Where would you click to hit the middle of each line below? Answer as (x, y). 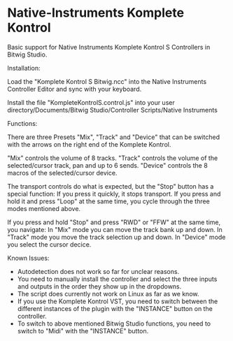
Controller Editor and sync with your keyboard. (75, 89)
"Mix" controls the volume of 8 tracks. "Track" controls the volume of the (113, 158)
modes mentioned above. (44, 208)
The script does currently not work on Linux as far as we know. (108, 293)
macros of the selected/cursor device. (62, 173)
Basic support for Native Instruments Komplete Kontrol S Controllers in (109, 47)
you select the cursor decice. (49, 244)
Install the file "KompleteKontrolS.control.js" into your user (91, 102)
